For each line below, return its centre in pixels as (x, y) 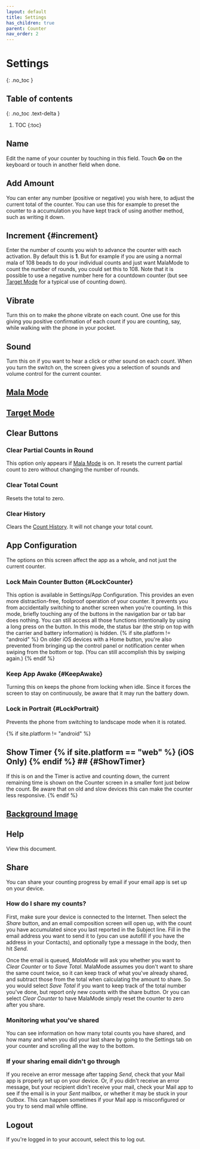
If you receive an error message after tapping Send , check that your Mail (96, 1074)
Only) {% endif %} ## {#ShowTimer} (76, 762)
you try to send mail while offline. (47, 1106)
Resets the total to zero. (35, 498)
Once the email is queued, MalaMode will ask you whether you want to (93, 960)
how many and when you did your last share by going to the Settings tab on (99, 1039)
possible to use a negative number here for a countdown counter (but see (97, 275)
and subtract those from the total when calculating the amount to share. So (99, 979)
